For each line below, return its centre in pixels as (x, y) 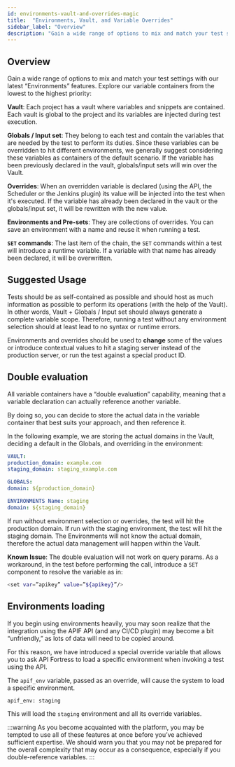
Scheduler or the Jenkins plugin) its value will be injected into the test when (116, 194)
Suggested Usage (47, 280)
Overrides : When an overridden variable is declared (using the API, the (109, 186)
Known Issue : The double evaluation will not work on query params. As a (113, 557)
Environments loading (56, 607)
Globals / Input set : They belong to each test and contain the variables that (116, 136)
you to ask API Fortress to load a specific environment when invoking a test (116, 659)
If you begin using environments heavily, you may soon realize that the (109, 623)
